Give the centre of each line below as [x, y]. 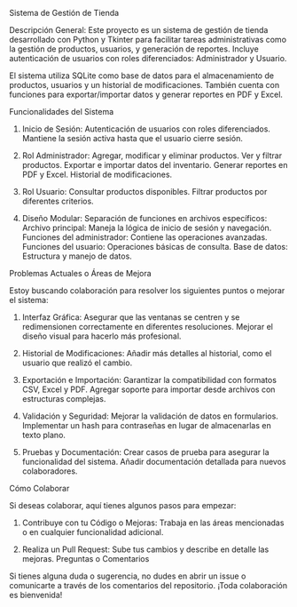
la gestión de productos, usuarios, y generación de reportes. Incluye [134, 49]
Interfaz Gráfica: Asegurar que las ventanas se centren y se [131, 317]
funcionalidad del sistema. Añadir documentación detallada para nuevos [154, 462]
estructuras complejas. [64, 399]
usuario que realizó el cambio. [77, 363]
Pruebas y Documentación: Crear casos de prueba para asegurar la [145, 452]
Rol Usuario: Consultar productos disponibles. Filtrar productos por [145, 192]
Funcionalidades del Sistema [62, 112]
